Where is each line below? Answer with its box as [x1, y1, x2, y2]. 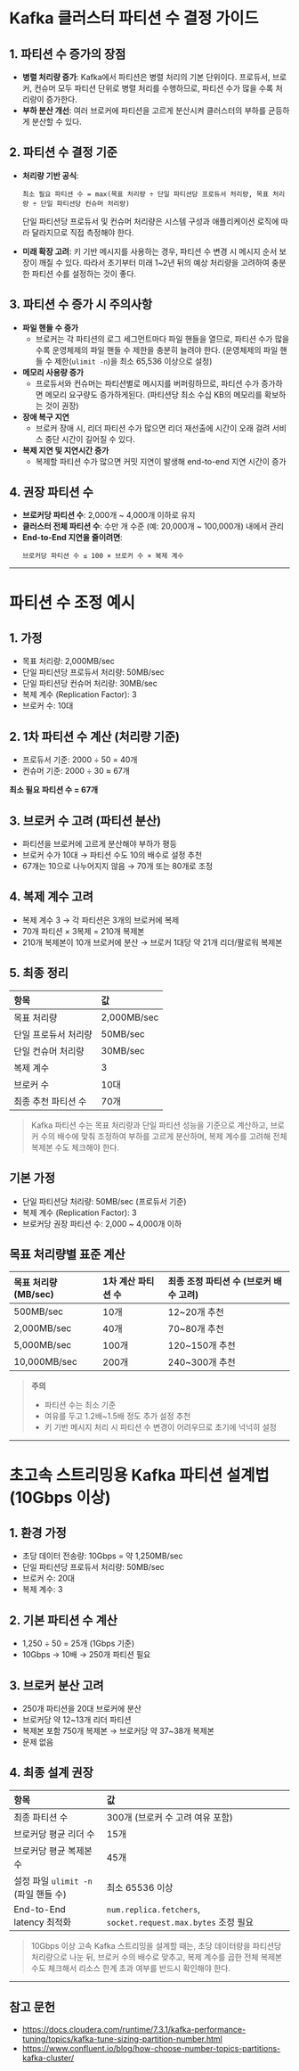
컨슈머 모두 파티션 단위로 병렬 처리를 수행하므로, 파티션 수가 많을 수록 [34, 83, 274, 94]
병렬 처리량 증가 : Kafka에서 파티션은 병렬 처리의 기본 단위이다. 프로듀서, [21, 72, 271, 82]
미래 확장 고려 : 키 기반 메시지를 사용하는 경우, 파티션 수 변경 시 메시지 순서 [21, 246, 278, 257]
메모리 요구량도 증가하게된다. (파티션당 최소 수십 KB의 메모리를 [44, 389, 263, 399]
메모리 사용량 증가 [21, 366, 85, 377]
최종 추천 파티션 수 [13, 1095, 87, 1107]
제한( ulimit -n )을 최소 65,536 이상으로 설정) [54, 356, 213, 366]
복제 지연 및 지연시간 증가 [21, 445, 109, 456]
